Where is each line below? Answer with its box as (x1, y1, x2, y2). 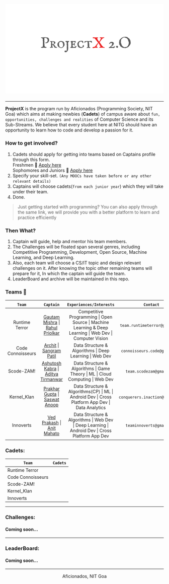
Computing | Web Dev (67, 376, 114, 382)
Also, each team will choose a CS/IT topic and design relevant (12, 260, 141, 266)
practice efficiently (17, 214, 57, 221)
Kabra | (44, 366, 59, 372)
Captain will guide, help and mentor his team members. (12, 239, 127, 245)
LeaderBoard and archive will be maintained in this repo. (12, 276, 130, 282)
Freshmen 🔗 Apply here (12, 162, 61, 168)
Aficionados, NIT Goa (62, 573, 107, 579)
